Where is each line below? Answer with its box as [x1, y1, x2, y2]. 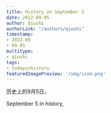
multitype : [6, 48, 34, 54]
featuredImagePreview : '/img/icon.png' [6, 71, 106, 77]
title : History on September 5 [6, 8, 85, 15]
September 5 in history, [6, 100, 64, 108]
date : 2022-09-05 [6, 15, 50, 21]
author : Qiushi [6, 20, 44, 26]
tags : [6, 59, 20, 65]
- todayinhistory [6, 65, 50, 71]
